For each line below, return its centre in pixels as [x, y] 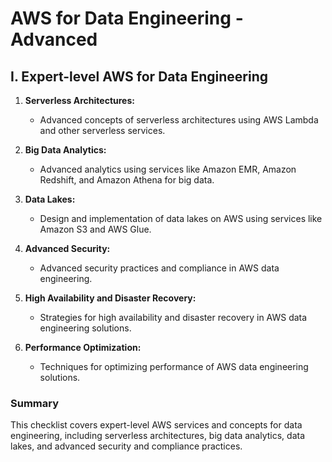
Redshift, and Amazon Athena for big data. [127, 180]
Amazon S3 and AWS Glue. [95, 229]
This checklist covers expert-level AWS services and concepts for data [156, 425]
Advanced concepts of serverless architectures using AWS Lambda [179, 120]
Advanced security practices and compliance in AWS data [159, 268]
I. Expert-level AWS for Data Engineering [139, 76]
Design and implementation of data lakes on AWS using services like [181, 218]
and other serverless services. [102, 130]
